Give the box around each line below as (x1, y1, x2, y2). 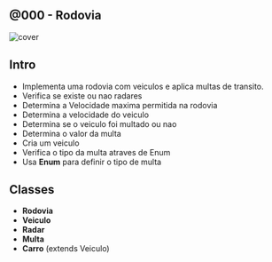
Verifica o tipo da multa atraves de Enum (21, 147, 171, 157)
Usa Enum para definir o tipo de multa (21, 156, 162, 167)
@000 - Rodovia (9, 8, 102, 23)
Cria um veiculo (21, 138, 80, 148)
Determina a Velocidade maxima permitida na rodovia (21, 99, 218, 110)
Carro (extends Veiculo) (21, 243, 110, 254)
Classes (9, 182, 55, 197)
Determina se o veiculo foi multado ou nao (21, 118, 177, 129)
